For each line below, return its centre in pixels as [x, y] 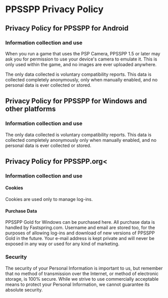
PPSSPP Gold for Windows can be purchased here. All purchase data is [80, 222]
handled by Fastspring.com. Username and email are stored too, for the [80, 228]
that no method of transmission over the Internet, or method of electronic [82, 274]
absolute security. [24, 290]
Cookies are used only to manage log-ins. [49, 199]
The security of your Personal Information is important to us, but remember [84, 268]
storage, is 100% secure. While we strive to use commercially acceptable [82, 279]
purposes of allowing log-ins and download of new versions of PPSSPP [80, 233]
